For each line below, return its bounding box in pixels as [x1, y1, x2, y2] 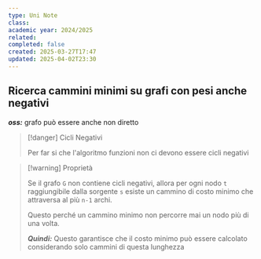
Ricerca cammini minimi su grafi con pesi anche [8, 84, 248, 98]
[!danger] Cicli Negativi [27, 133, 103, 142]
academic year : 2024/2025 [8, 26, 93, 34]
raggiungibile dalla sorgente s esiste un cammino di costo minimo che [27, 186, 254, 196]
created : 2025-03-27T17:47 [8, 48, 97, 56]
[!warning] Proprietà [27, 162, 93, 173]
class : [8, 19, 30, 27]
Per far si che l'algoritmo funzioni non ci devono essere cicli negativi [27, 148, 249, 157]
